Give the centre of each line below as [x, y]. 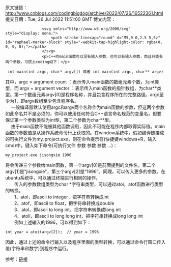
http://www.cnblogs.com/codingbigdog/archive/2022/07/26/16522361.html [84, 13]
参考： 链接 [17, 259]
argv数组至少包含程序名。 [52, 101]
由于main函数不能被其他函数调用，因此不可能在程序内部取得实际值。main [88, 126]
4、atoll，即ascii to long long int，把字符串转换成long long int [79, 216]
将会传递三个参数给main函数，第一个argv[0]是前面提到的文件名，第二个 [81, 165]
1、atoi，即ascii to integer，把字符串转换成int [62, 197]
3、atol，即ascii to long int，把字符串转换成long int [67, 210]
